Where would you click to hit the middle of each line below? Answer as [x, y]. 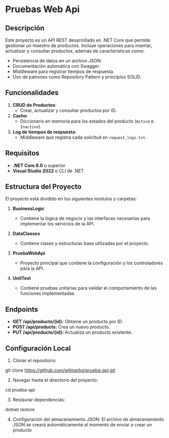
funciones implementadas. [48, 293]
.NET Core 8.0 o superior [39, 165]
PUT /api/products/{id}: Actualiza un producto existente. [72, 332]
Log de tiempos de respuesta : [45, 132]
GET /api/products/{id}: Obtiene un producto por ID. [68, 322]
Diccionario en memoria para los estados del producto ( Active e [87, 121]
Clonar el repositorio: [34, 361]
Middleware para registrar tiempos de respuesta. [64, 71]
